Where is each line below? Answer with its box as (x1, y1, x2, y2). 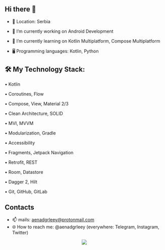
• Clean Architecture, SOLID (5, 110, 64, 116)
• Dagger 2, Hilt (5, 178, 37, 184)
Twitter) (12, 230, 29, 236)
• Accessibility (5, 140, 35, 146)
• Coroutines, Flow (5, 91, 44, 97)
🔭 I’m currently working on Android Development (12, 28, 114, 34)
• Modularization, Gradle (5, 130, 56, 136)
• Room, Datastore (5, 169, 43, 175)
